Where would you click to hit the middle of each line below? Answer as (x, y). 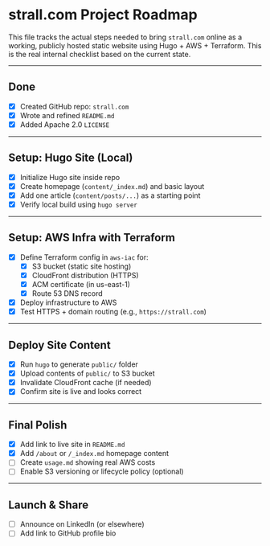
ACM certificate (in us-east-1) (81, 284)
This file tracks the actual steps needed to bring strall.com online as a (125, 37)
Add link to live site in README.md (72, 445)
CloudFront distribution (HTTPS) (85, 275)
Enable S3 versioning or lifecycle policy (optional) (102, 471)
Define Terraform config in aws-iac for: (84, 257)
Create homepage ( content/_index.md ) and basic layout (112, 186)
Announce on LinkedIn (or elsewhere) (82, 524)
